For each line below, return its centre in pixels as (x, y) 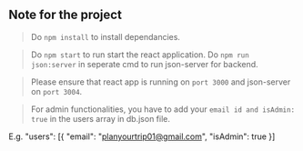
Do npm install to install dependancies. (106, 36)
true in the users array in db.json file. (100, 118)
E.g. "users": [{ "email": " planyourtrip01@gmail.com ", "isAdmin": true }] (142, 136)
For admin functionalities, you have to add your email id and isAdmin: (163, 109)
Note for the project (65, 15)
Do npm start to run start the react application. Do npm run (140, 55)
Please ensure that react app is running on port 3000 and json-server (161, 82)
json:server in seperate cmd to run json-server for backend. (144, 64)
